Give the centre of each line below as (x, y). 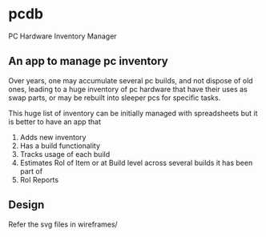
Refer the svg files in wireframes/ (63, 224)
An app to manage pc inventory (88, 61)
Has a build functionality (60, 146)
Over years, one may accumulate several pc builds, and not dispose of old (131, 80)
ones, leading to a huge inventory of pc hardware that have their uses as (128, 89)
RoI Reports (39, 179)
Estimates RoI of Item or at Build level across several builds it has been (136, 163)
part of (31, 171)
